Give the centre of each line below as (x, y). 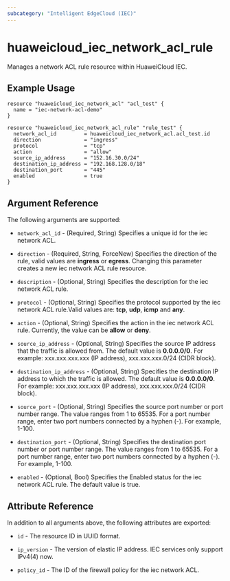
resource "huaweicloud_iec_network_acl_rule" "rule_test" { (95, 128)
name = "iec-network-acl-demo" (58, 110)
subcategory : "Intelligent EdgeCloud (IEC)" (72, 13)
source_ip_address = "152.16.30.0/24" (76, 158)
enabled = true (58, 176)
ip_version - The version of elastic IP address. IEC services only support (120, 549)
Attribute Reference (50, 506)
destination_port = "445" (60, 170)
